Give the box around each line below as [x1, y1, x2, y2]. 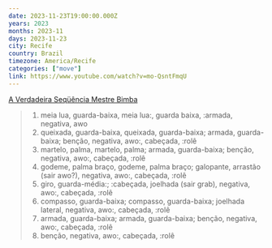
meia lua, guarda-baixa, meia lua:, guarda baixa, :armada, [40, 110, 233, 120]
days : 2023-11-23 [8, 34, 67, 43]
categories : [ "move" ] [8, 65, 82, 73]
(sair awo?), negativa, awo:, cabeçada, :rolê [40, 170, 187, 180]
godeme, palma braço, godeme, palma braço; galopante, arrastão [40, 161, 261, 171]
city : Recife [8, 42, 53, 50]
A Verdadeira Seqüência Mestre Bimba [8, 94, 138, 104]
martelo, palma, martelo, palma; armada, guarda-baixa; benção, [40, 144, 254, 154]
